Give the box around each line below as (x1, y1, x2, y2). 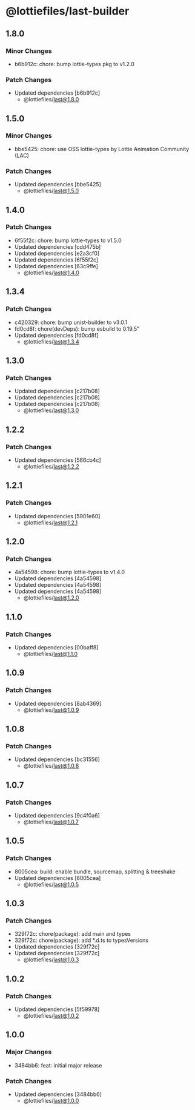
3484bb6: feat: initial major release (14, 1061, 102, 1069)
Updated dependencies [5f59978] (14, 1006, 100, 1013)
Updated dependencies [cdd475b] (14, 243, 101, 250)
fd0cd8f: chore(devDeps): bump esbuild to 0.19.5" (14, 325, 140, 332)
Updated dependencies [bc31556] (14, 756, 101, 763)
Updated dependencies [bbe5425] (14, 181, 101, 188)
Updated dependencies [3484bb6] (14, 1091, 102, 1098)
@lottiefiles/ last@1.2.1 (23, 519, 78, 526)
